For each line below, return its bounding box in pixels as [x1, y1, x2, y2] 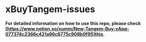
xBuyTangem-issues [5, 4, 96, 15]
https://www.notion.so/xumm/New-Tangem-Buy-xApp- [7, 25, 130, 31]
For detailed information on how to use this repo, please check [5, 20, 141, 26]
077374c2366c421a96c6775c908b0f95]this [5, 31, 103, 37]
